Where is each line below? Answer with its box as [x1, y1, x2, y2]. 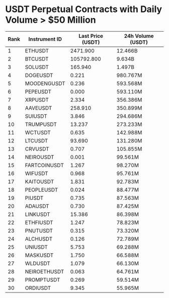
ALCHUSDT [25, 235, 53, 242]
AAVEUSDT [25, 104, 52, 111]
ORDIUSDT [25, 284, 51, 291]
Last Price [78, 32, 104, 39]
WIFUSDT [25, 170, 49, 177]
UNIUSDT [25, 243, 48, 250]
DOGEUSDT [25, 71, 53, 79]
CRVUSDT [25, 145, 49, 152]
